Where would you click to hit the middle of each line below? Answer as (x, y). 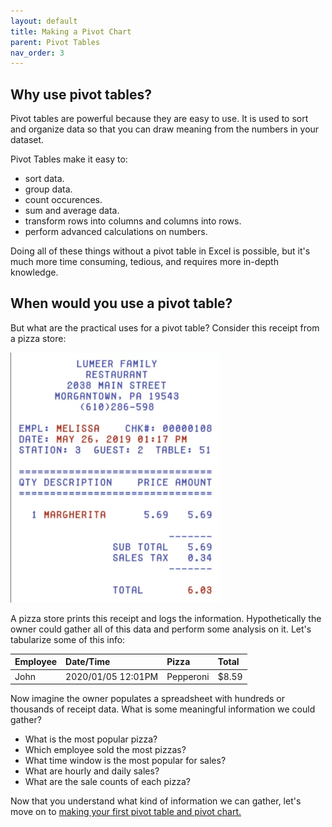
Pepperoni (188, 676)
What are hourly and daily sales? (92, 771)
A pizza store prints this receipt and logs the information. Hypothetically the (166, 618)
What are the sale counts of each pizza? (107, 782)
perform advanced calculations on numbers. (116, 232)
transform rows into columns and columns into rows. (133, 221)
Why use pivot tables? (81, 94)
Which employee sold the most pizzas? (105, 750)
